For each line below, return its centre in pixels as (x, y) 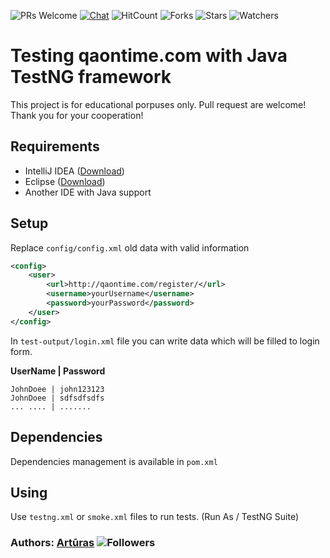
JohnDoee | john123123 (57, 389)
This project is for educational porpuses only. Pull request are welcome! (158, 104)
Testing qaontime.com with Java (149, 56)
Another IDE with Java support (88, 192)
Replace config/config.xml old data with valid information (130, 247)
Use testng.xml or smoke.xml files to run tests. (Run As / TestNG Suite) (155, 517)
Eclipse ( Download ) (65, 181)
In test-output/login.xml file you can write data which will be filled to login (165, 341)
